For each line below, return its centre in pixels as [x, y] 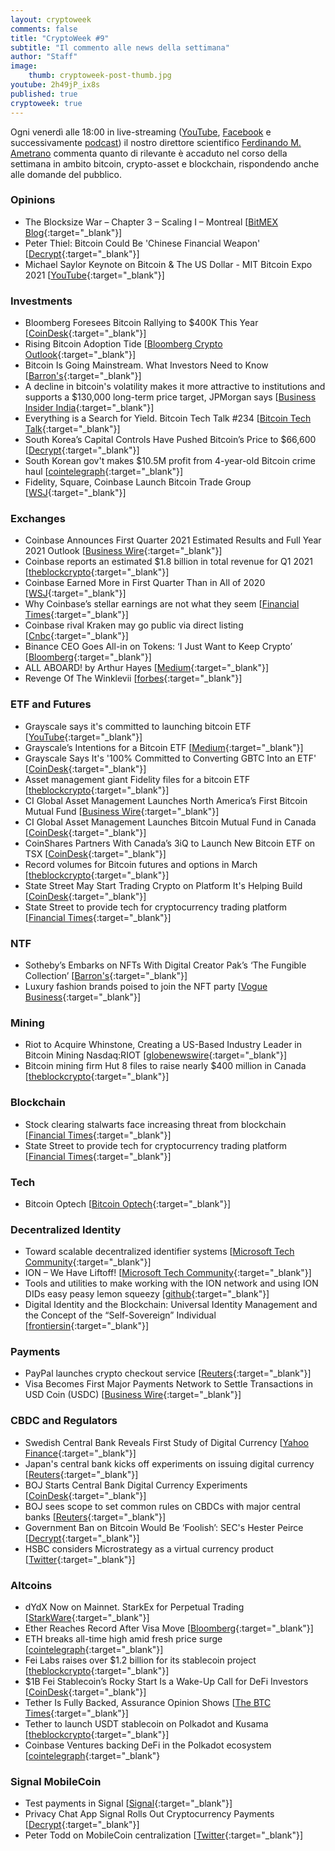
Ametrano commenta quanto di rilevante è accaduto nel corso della [149, 153]
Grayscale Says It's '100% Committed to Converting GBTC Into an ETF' [170, 758]
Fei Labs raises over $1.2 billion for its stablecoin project [140, 1660]
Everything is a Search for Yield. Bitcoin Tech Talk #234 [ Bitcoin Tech [168, 418]
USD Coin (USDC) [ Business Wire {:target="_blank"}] [133, 1395]
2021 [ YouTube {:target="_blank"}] [94, 275]
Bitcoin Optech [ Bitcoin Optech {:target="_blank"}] [128, 1203]
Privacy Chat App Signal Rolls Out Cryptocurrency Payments [149, 1814]
